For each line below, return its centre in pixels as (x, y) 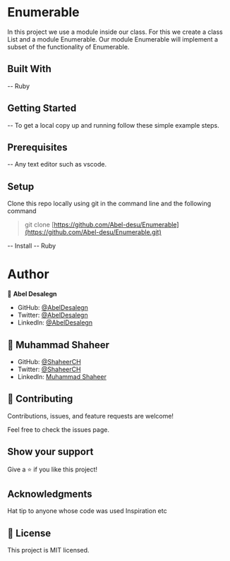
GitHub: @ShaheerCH (49, 361)
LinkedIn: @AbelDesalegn (55, 322)
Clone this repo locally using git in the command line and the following (109, 204)
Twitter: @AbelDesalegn (53, 315)
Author (28, 274)
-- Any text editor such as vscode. (57, 164)
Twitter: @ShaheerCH (49, 369)
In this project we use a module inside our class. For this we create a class (115, 32)
